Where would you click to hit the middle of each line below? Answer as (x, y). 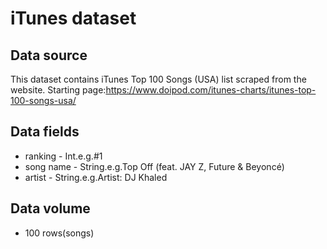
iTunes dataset (73, 18)
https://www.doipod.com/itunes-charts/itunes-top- (211, 90)
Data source (49, 55)
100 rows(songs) (59, 233)
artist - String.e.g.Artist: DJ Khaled (96, 177)
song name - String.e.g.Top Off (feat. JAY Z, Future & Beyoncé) (154, 166)
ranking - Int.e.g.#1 (63, 156)
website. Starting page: (58, 90)
